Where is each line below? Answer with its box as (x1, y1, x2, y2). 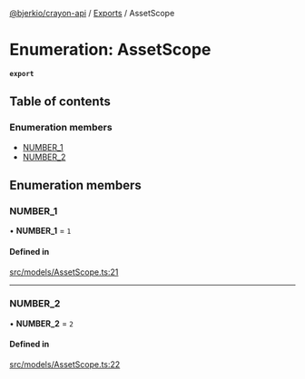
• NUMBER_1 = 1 (9, 226, 72, 237)
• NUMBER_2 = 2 (9, 317, 74, 329)
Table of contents (9, 94, 111, 110)
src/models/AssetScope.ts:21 (9, 267, 119, 277)
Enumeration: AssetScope (9, 40, 212, 60)
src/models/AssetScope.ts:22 (9, 359, 121, 370)
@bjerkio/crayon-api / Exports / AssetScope (9, 8, 175, 18)
